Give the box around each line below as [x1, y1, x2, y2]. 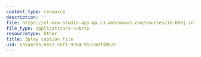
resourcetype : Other [6, 31, 58, 37]
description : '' [6, 14, 47, 20]
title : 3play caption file [6, 36, 74, 42]
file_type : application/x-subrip [6, 25, 90, 31]
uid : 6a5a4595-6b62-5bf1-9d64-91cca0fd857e [6, 42, 117, 48]
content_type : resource [6, 8, 66, 15]
